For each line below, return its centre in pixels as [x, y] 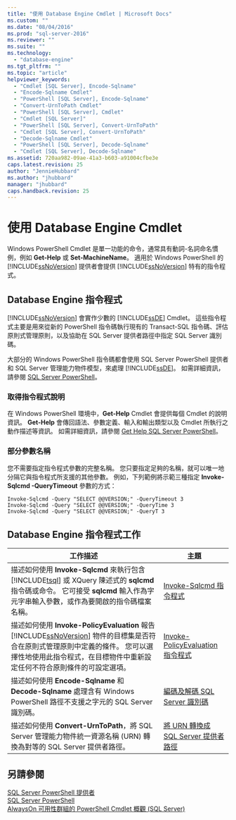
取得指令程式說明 [36, 397]
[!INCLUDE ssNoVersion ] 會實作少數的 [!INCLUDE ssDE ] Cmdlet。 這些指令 [114, 318]
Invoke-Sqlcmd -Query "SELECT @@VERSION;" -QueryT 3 [86, 511]
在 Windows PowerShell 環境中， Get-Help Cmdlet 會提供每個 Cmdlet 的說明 [117, 414]
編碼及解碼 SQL [189, 692]
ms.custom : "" [28, 20]
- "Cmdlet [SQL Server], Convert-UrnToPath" [80, 132]
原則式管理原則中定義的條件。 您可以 [86, 647]
